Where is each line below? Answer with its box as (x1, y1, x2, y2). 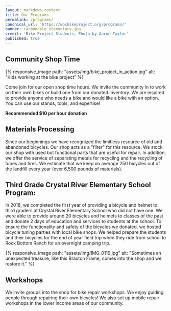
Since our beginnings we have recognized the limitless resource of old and (5, 139, 162, 145)
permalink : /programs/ (5, 17, 54, 22)
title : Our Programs (5, 12, 50, 17)
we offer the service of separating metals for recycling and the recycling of (5, 154, 163, 161)
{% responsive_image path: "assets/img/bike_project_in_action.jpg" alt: (5, 69, 155, 75)
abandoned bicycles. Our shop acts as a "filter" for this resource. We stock (5, 144, 163, 150)
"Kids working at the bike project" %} (5, 74, 84, 80)
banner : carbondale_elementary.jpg (5, 27, 81, 32)
